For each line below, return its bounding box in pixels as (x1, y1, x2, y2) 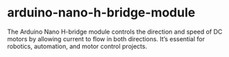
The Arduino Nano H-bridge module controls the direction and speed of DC (7, 27, 223, 36)
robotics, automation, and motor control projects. (7, 42, 148, 50)
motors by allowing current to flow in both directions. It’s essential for (7, 34, 205, 43)
